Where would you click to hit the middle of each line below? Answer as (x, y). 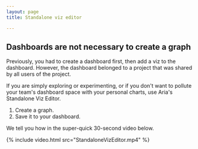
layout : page (23, 12)
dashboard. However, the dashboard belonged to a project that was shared (99, 68)
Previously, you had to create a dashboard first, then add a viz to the (91, 61)
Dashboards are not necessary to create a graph (99, 47)
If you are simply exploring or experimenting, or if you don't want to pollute (99, 86)
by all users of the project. (39, 74)
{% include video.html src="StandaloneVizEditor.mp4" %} (78, 140)
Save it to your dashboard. (48, 117)
